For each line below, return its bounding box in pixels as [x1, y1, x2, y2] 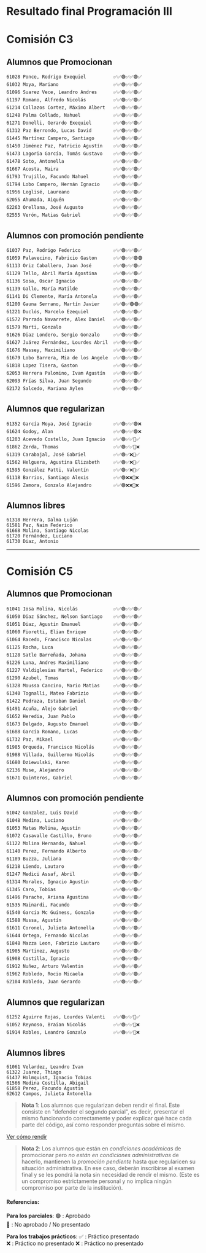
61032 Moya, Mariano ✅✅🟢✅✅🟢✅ [6, 82, 142, 88]
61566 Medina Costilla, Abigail [6, 1080, 89, 1087]
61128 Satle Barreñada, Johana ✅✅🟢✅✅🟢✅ [6, 652, 142, 658]
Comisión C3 [6, 33, 74, 47]
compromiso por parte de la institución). [21, 1184, 123, 1192]
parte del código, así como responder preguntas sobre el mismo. [21, 1121, 186, 1128]
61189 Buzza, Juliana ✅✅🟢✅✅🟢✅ [6, 856, 142, 862]
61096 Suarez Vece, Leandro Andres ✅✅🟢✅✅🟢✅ [6, 89, 142, 96]
